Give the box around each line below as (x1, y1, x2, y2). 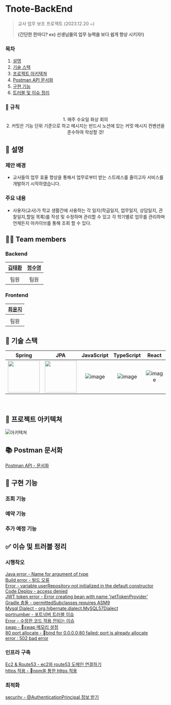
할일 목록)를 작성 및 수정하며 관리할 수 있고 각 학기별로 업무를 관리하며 (26, 213, 165, 219)
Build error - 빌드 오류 (5, 577, 50, 583)
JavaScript (81, 352, 108, 359)
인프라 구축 (5, 648, 31, 656)
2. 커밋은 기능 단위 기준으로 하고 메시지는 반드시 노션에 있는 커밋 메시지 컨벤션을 (6, 123, 165, 129)
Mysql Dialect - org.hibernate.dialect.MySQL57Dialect (5, 605, 119, 611)
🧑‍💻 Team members (5, 235, 66, 243)
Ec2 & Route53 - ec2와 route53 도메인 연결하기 (5, 661, 102, 667)
